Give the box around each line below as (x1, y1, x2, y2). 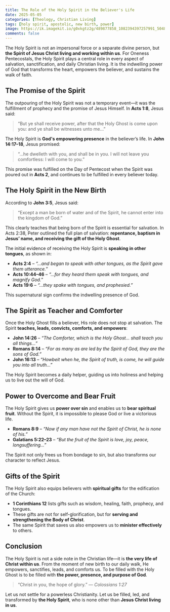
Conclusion (5, 542, 42, 551)
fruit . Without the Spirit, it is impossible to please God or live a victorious (5, 411, 157, 417)
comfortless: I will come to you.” (17, 156, 85, 162)
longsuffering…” (12, 442, 47, 448)
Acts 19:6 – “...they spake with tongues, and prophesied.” (12, 282, 133, 288)
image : (5, 26, 19, 31)
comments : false (5, 31, 39, 36)
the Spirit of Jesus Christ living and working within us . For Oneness (5, 50, 149, 56)
